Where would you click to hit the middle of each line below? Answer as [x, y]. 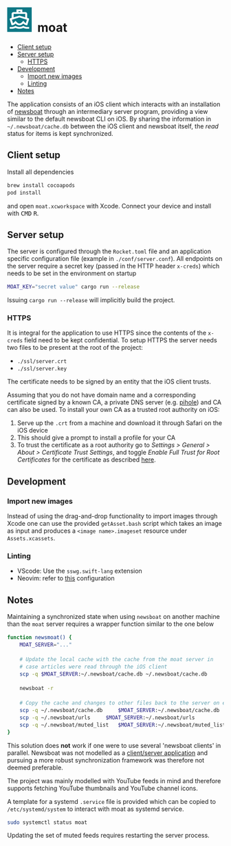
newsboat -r [36, 689]
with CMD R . [23, 213]
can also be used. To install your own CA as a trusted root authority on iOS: [113, 410]
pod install [24, 193]
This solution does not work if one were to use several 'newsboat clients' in [114, 745]
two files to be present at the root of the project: [75, 348]
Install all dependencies [41, 172]
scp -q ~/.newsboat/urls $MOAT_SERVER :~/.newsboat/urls [107, 718]
